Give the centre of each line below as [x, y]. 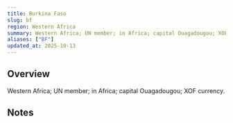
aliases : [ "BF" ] [31, 40]
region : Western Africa [42, 26]
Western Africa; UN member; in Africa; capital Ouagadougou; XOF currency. [116, 90]
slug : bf [20, 20]
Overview [29, 74]
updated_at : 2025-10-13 [42, 46]
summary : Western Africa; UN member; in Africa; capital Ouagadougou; [111, 33]
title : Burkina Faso [37, 14]
